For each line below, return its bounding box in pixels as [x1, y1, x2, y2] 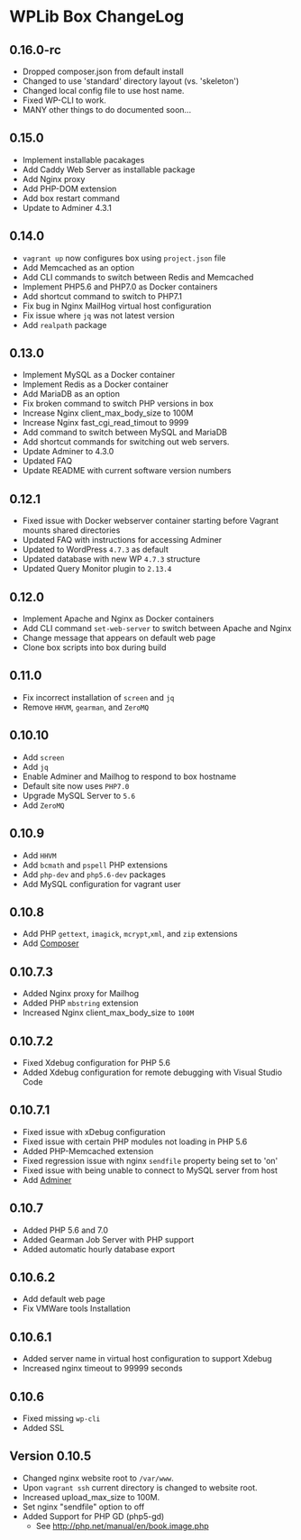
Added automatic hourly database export [22, 1243, 176, 1254]
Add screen [22, 751, 65, 763]
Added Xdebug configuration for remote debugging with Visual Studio [22, 1067, 282, 1077]
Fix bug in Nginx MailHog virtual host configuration [22, 300, 212, 311]
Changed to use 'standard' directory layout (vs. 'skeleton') [22, 76, 240, 87]
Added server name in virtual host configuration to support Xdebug [22, 1353, 272, 1364]
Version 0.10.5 [9, 1449, 92, 1464]
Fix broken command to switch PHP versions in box [22, 399, 214, 409]
